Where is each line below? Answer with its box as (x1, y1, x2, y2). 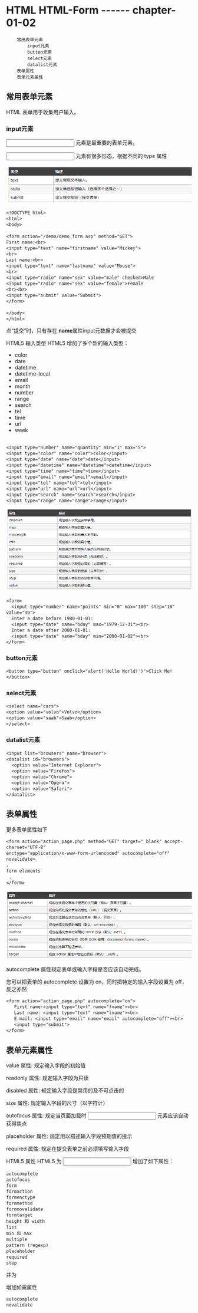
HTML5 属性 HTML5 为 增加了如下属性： (6, 1157, 174, 1164)
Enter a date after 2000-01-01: (11, 627, 91, 633)
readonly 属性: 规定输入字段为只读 (6, 1074, 89, 1081)
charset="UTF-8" (6, 844, 46, 850)
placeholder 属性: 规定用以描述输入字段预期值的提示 (6, 1133, 133, 1140)
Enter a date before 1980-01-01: (11, 616, 94, 621)
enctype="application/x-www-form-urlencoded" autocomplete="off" (6, 850, 170, 856)
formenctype (6, 1194, 35, 1200)
